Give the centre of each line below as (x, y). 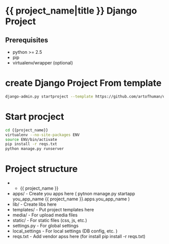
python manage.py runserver (35, 149)
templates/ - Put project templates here (53, 210)
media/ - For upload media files (45, 215)
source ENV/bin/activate (31, 139)
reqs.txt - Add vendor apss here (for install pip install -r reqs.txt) (79, 236)
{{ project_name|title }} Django (71, 11)
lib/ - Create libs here (34, 204)
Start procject (35, 117)
